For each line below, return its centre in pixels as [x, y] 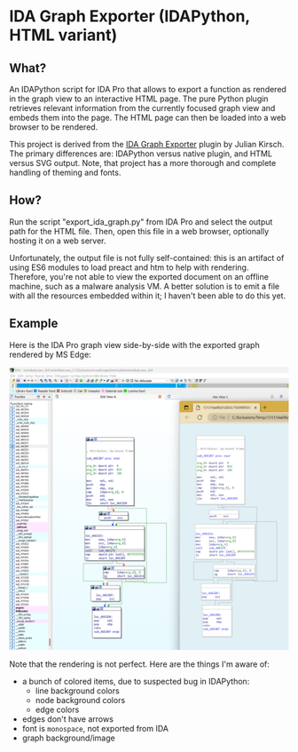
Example [34, 324]
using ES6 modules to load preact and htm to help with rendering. [129, 267]
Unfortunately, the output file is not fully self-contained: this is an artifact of [147, 257]
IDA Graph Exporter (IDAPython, [129, 16]
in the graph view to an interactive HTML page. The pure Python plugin [139, 99]
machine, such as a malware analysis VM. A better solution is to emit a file [145, 286]
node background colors [80, 700]
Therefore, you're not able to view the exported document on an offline [139, 276]
